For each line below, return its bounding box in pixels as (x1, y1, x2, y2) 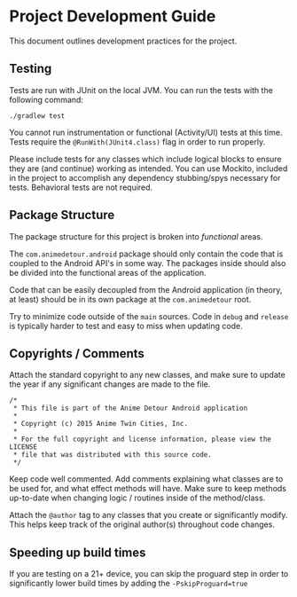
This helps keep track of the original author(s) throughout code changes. (9, 519, 275, 530)
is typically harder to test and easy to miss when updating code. (9, 320, 243, 331)
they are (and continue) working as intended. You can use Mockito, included (9, 162, 288, 174)
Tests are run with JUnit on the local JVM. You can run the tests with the (9, 84, 273, 95)
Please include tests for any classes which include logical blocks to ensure (9, 153, 282, 164)
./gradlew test (9, 111, 66, 121)
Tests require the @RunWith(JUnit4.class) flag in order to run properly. (9, 136, 266, 147)
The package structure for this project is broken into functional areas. (9, 231, 263, 241)
